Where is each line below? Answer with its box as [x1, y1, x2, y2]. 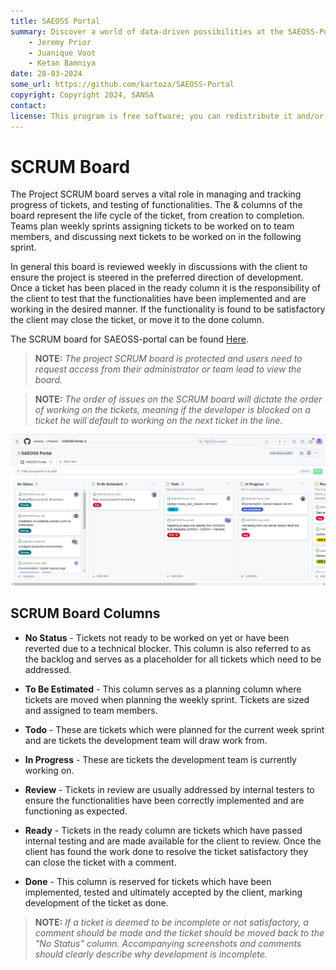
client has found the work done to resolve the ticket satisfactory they [24, 845, 309, 857]
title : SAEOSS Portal [10, 16, 101, 26]
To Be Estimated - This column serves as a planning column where [24, 683, 302, 695]
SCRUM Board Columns [10, 605, 161, 622]
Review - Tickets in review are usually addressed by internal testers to [24, 783, 315, 795]
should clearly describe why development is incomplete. [34, 948, 268, 960]
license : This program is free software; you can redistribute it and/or [10, 111, 325, 121]
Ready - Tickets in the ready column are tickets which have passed [24, 824, 303, 836]
